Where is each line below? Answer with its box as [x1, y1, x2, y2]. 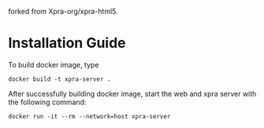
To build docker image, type [8, 60, 99, 69]
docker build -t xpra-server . [8, 75, 111, 83]
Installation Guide [8, 35, 126, 52]
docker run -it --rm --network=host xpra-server [8, 112, 171, 120]
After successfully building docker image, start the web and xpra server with [8, 89, 257, 98]
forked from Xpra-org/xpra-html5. [8, 7, 118, 16]
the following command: [8, 97, 87, 107]
